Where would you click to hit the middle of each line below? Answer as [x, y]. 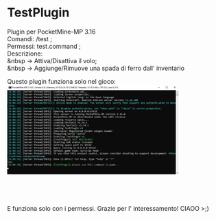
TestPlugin [38, 13]
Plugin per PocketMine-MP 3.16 [51, 32]
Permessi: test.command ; [44, 46]
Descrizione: [25, 54]
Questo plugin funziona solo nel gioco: [62, 81]
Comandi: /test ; [30, 38]
